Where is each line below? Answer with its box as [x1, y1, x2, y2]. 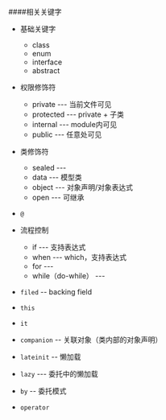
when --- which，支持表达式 [31, 253, 127, 261]
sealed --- [31, 163, 67, 172]
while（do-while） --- [31, 271, 106, 280]
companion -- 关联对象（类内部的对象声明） [19, 335, 163, 344]
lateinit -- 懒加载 [19, 352, 81, 361]
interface [31, 57, 63, 67]
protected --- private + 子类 [31, 109, 125, 119]
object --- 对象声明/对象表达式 [31, 183, 133, 191]
